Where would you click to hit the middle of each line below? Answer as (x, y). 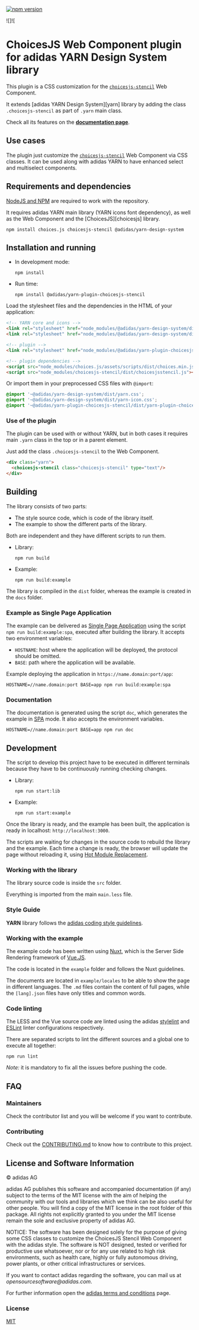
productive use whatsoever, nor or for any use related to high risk (86, 1251)
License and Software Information (70, 1163)
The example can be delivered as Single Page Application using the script (96, 626)
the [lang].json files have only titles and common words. (76, 993)
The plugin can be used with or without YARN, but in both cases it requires (97, 433)
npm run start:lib (37, 791)
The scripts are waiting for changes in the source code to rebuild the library (98, 842)
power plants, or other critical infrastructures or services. (76, 1264)
